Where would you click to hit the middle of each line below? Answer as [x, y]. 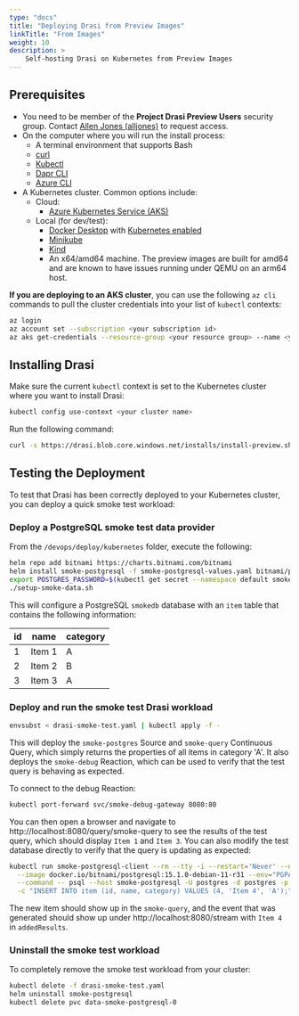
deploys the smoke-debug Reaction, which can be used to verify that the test [147, 761]
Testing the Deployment [77, 473]
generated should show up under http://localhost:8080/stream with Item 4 [146, 918]
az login [25, 320]
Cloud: [48, 201]
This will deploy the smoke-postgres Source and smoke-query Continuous [141, 742]
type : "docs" [33, 17]
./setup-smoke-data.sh [51, 588]
